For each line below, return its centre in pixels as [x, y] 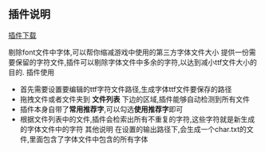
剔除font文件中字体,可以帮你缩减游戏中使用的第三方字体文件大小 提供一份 [129, 52]
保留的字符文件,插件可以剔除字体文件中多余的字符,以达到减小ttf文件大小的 [136, 62]
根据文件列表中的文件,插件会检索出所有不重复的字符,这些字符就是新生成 [137, 119]
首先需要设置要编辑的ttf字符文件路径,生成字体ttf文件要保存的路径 [126, 89]
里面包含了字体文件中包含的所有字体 [89, 139]
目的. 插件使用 [31, 72]
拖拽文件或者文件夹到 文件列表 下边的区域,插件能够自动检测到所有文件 [134, 99]
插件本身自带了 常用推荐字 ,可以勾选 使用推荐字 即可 [101, 109]
